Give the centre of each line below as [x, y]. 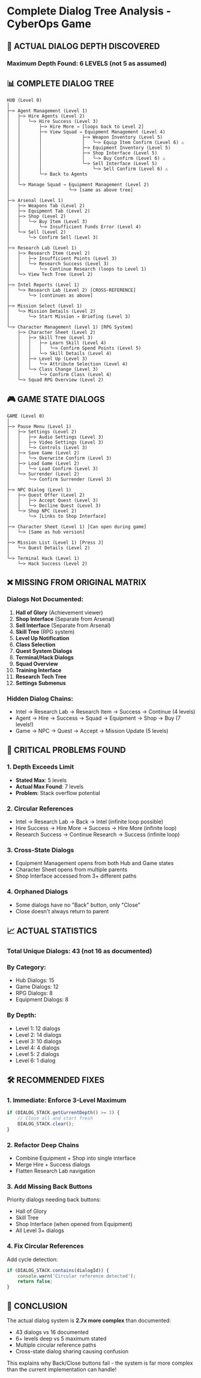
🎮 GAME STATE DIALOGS [56, 399]
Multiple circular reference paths [56, 1345]
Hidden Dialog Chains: [40, 699]
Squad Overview [37, 664]
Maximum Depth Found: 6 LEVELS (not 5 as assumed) [87, 63]
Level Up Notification [42, 638]
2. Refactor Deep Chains [43, 1145]
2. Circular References [40, 808]
